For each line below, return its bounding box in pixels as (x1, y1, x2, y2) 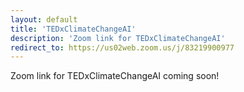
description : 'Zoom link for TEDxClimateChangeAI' (10, 33, 226, 43)
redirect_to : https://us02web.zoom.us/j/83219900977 (10, 42, 235, 53)
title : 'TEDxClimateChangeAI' (10, 24, 137, 34)
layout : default (10, 14, 78, 25)
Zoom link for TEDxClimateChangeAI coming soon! (10, 70, 220, 82)
